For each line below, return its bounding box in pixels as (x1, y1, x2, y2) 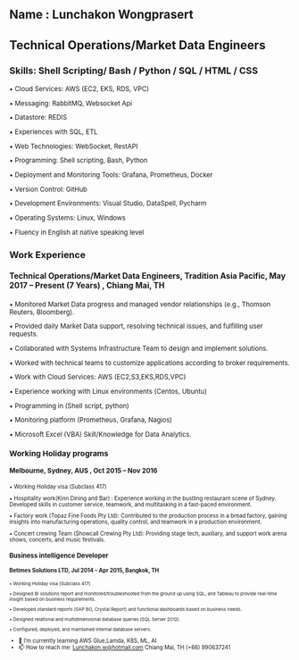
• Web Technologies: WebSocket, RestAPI (9, 142, 138, 151)
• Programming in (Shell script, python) (9, 401, 129, 410)
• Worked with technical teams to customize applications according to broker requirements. (9, 358, 290, 367)
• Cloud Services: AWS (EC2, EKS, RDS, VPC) (9, 85, 150, 94)
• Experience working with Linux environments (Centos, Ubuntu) (9, 388, 207, 397)
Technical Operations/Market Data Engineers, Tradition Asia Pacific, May (9, 271, 287, 281)
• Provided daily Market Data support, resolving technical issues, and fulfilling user (9, 322, 263, 331)
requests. (9, 330, 38, 338)
